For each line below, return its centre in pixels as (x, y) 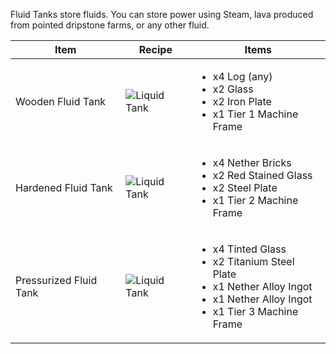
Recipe (155, 49)
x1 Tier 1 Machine (255, 114)
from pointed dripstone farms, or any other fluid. (110, 25)
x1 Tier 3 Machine (255, 311)
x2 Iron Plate (242, 101)
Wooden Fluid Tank (61, 101)
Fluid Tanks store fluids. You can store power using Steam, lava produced (162, 14)
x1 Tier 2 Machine (255, 200)
